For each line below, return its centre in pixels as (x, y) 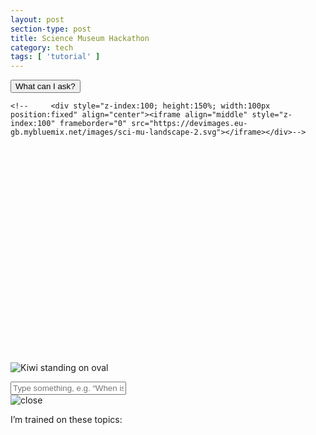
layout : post (37, 19)
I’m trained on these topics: (66, 419)
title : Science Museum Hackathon (80, 38)
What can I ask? (45, 86)
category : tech (42, 47)
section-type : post (51, 29)
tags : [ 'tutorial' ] (55, 57)
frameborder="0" (93, 124)
